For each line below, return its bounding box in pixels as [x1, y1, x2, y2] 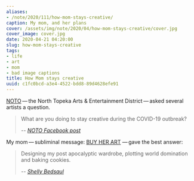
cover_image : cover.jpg [6, 31, 66, 37]
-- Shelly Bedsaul [20, 168, 64, 175]
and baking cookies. [20, 157, 71, 163]
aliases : [6, 8, 28, 15]
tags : [6, 48, 20, 54]
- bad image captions [6, 70, 60, 76]
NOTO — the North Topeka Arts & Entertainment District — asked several [6, 97, 184, 105]
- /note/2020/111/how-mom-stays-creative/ [6, 14, 113, 20]
